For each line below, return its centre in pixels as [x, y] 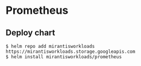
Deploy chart [30, 33]
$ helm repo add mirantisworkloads [50, 46]
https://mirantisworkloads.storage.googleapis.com [70, 52]
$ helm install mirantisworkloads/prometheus [64, 57]
